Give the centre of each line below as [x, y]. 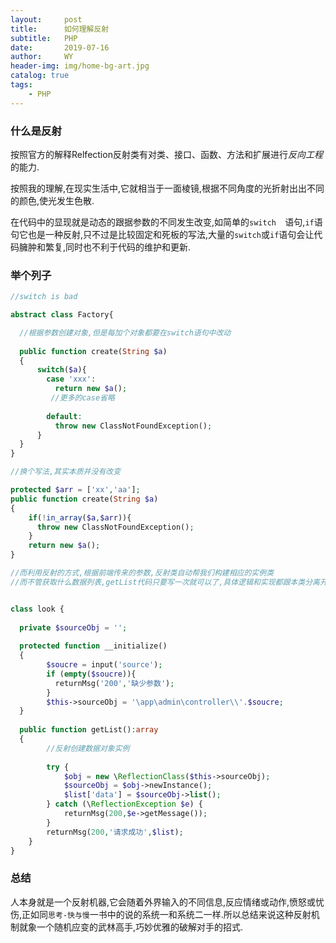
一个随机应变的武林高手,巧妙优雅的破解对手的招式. [140, 927]
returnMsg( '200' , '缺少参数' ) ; [114, 683]
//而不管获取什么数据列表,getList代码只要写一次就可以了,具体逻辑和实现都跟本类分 [161, 582]
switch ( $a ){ [61, 370]
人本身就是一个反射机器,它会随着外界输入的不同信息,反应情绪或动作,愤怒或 [163, 902]
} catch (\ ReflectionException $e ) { [124, 804]
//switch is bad [44, 297]
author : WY [42, 57]
